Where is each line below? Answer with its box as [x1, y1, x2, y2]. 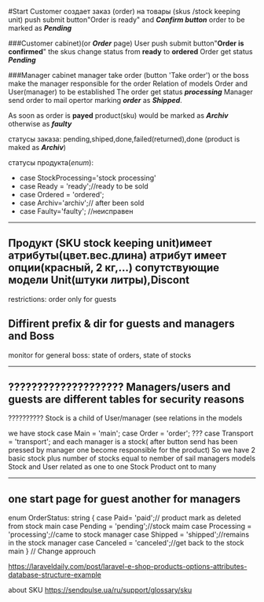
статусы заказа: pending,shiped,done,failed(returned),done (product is [8, 134, 240, 144]
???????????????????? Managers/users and [8, 380, 231, 394]
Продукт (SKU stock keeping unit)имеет [8, 237, 212, 250]
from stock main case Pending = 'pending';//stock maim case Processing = [8, 522, 252, 531]
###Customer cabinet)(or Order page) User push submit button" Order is [8, 39, 244, 48]
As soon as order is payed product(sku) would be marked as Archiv [8, 111, 229, 120]
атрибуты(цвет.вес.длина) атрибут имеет [8, 249, 227, 262]
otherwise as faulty [8, 119, 72, 128]
